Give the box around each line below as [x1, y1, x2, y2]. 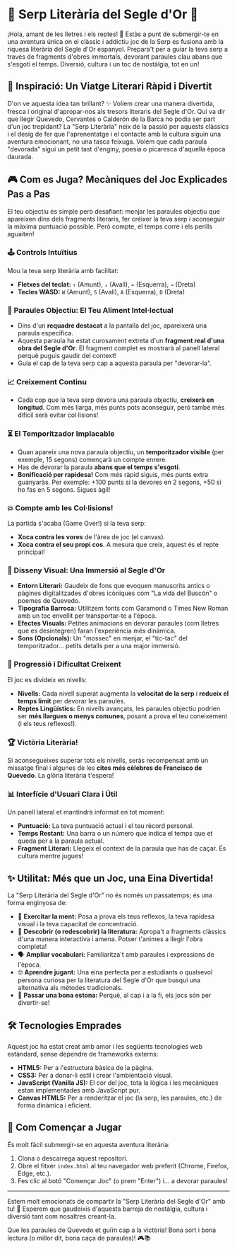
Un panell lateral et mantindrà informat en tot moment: [7, 808, 165, 817]
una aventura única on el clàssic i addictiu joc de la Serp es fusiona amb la [7, 37, 224, 45]
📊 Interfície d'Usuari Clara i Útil [7, 789, 118, 799]
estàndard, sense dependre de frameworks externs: [7, 1049, 159, 1058]
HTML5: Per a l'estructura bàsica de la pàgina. [17, 1063, 154, 1071]
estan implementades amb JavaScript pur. [17, 1086, 141, 1094]
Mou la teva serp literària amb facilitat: [7, 266, 119, 275]
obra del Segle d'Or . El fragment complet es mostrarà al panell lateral [17, 344, 220, 352]
